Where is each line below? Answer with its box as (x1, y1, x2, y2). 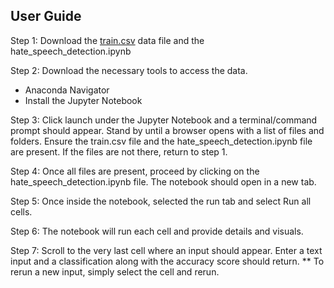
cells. (10, 205, 33, 218)
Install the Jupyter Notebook (24, 94, 143, 106)
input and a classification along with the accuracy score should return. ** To (10, 255, 325, 267)
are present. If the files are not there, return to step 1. (10, 145, 228, 158)
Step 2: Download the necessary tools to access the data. (10, 64, 248, 76)
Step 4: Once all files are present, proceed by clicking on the (10, 165, 260, 177)
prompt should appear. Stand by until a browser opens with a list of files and (10, 124, 325, 136)
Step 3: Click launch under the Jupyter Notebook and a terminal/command (10, 114, 318, 126)
